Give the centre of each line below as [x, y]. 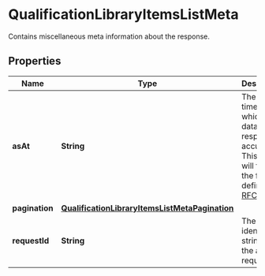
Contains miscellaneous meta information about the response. [109, 36]
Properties [35, 61]
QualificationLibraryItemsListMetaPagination [147, 208]
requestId [31, 241]
